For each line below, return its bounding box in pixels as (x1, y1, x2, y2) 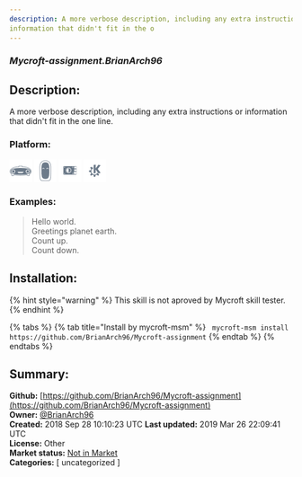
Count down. (31, 244, 79, 255)
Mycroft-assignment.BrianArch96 (9, 55, 164, 67)
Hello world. (31, 216, 76, 226)
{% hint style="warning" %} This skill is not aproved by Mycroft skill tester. (9, 295, 286, 305)
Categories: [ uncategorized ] (9, 457, 120, 468)
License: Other (9, 438, 66, 449)
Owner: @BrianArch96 (9, 410, 94, 420)
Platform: (9, 138, 51, 151)
